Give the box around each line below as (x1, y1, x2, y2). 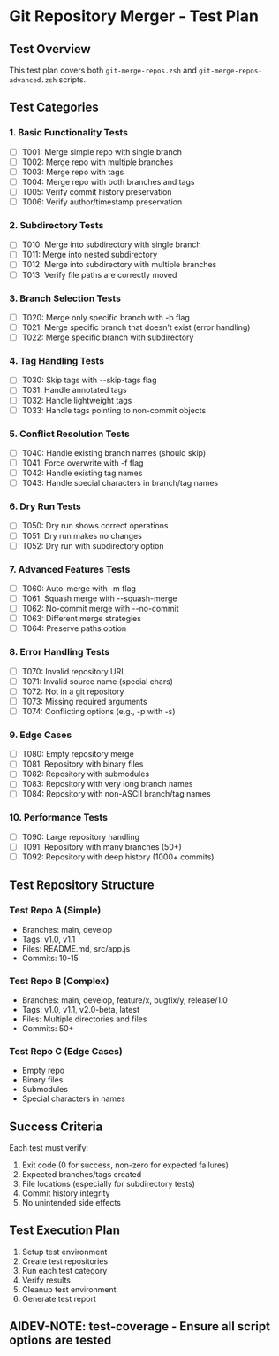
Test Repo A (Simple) (9, 905, 102, 917)
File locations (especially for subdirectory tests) (21, 1179, 196, 1190)
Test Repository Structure (9, 878, 155, 893)
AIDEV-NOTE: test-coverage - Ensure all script (9, 1319, 271, 1334)
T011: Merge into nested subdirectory (21, 250, 158, 260)
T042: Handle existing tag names (21, 467, 143, 479)
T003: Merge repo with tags (21, 166, 124, 177)
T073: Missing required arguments (21, 696, 147, 706)
